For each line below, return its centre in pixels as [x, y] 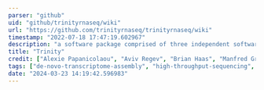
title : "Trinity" [37, 52]
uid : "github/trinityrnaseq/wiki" [65, 23]
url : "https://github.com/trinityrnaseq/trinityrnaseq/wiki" [110, 30]
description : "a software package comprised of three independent [119, 45]
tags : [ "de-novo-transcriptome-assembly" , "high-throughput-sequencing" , [132, 67]
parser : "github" [37, 15]
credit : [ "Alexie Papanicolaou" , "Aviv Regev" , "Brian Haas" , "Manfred [128, 59]
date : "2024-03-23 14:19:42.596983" [68, 74]
